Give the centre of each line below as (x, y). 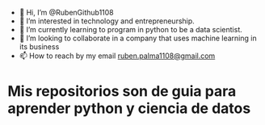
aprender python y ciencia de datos (129, 108)
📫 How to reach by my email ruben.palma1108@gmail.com (117, 56)
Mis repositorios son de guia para (122, 92)
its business (39, 47)
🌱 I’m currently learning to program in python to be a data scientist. (131, 29)
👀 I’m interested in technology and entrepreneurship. (107, 21)
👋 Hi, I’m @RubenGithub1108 (66, 12)
